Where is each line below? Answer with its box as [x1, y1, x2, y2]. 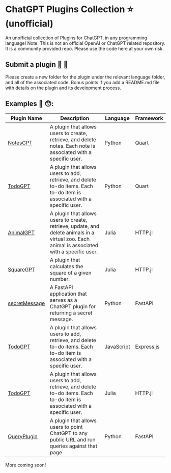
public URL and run [50, 436, 96, 443]
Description [60, 115, 90, 122]
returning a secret [50, 309, 93, 316]
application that [50, 290, 88, 297]
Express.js [135, 343, 160, 350]
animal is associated [50, 242, 98, 249]
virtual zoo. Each [50, 235, 90, 242]
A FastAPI [50, 283, 73, 291]
